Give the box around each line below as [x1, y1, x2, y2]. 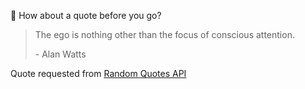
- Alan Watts [34, 48, 87, 60]
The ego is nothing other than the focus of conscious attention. [34, 29, 295, 40]
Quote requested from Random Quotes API [10, 68, 187, 79]
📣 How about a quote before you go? [10, 10, 162, 21]
